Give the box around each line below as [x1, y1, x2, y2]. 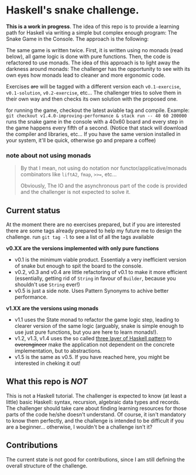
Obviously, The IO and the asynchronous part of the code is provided [20, 182, 187, 189]
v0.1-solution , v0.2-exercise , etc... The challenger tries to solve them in [6, 89, 181, 96]
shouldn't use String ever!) [14, 281, 80, 288]
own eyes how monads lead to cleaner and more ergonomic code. [6, 71, 166, 78]
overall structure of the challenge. [6, 462, 88, 469]
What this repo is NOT [6, 377, 88, 387]
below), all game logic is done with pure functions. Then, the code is [6, 53, 171, 60]
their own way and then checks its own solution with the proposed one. [6, 95, 178, 102]
